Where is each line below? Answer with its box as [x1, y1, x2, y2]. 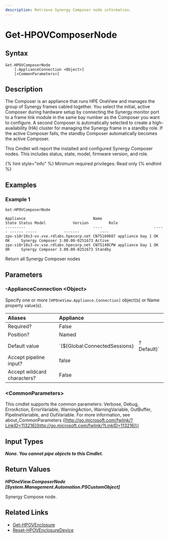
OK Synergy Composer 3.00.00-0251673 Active [5, 238, 109, 244]
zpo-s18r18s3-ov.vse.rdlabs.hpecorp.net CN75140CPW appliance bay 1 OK [5, 243, 158, 248]
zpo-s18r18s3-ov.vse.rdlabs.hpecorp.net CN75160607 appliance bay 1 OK [5, 234, 158, 239]
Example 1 [5, 196, 31, 203]
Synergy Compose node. [5, 494, 57, 500]
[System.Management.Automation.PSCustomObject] [5, 484, 120, 490]
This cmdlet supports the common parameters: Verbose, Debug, [5, 401, 139, 407]
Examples [5, 181, 37, 189]
